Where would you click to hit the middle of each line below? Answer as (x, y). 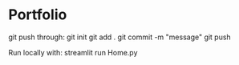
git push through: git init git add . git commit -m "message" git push (119, 37)
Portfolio (38, 15)
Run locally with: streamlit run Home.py (73, 52)
